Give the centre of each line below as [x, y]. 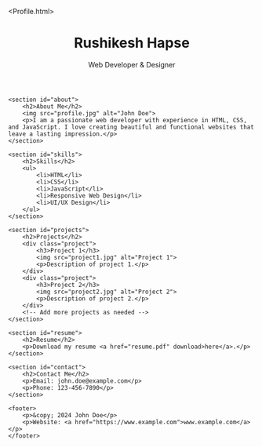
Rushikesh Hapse [132, 43]
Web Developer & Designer [132, 64]
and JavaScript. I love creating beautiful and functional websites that [131, 127]
